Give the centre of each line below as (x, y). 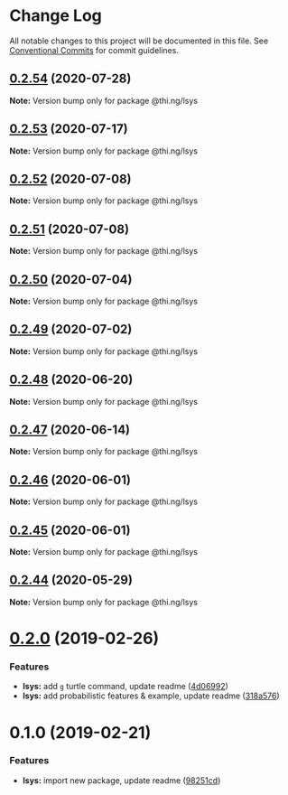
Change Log (56, 16)
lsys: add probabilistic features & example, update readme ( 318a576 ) (151, 696)
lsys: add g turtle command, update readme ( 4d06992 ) (125, 687)
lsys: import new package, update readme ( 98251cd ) (121, 780)
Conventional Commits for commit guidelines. (94, 50)
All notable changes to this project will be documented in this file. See (139, 41)
